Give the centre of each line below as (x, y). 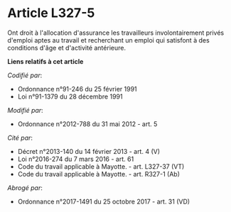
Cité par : (20, 138)
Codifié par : (25, 75)
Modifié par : (26, 110)
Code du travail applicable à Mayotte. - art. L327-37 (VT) (101, 166)
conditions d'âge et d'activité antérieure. (67, 48)
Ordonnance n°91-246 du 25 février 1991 (77, 89)
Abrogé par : (25, 188)
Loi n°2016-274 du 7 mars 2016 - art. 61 (76, 159)
